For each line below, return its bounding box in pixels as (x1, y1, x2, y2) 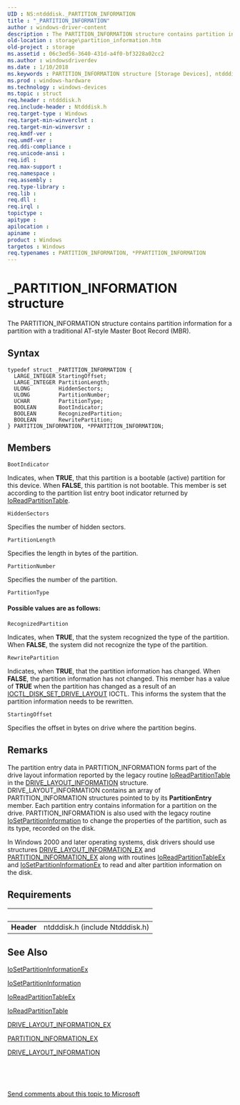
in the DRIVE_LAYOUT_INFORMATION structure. (7, 778, 149, 786)
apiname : (7, 229, 37, 236)
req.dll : (7, 196, 37, 204)
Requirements (7, 889, 71, 901)
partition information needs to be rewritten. (7, 697, 134, 706)
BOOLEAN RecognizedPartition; (14, 410, 123, 417)
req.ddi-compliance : (7, 144, 72, 151)
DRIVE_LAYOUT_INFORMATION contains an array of (7, 786, 161, 794)
